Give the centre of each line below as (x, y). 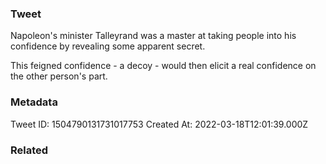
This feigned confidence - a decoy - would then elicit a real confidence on (163, 66)
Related (29, 150)
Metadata (34, 102)
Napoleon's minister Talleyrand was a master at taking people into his (153, 36)
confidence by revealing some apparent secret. (108, 46)
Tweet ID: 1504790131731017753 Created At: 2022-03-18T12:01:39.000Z (159, 124)
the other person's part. (59, 76)
